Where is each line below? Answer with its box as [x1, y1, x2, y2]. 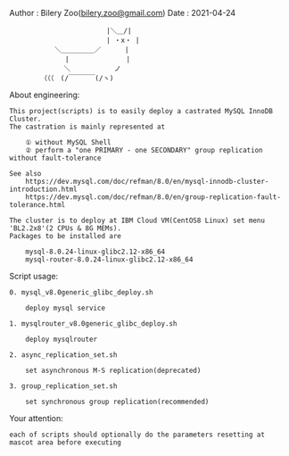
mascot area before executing [9, 438, 122, 447]
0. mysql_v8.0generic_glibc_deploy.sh [9, 288, 153, 297]
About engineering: [9, 89, 80, 100]
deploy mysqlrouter [25, 335, 98, 344]
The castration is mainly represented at [9, 122, 166, 131]
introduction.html [9, 185, 78, 194]
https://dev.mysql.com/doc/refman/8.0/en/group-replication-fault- [25, 193, 281, 202]
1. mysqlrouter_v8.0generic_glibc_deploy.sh [9, 319, 178, 328]
